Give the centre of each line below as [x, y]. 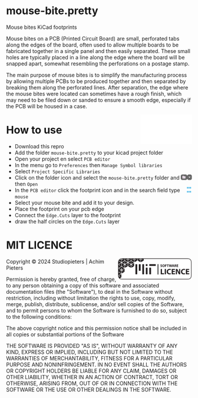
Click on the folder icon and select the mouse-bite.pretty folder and [97, 177]
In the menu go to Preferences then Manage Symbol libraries [88, 165]
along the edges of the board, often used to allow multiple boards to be [93, 45]
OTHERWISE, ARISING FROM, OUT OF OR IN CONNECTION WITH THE [92, 383]
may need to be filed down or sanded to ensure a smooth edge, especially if [98, 100]
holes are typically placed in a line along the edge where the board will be [95, 57]
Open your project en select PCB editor [62, 159]
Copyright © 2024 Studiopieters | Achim [55, 261]
